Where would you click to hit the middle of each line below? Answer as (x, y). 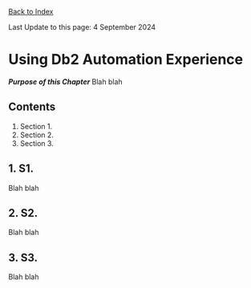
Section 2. (37, 135)
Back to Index (31, 12)
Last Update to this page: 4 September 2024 (82, 27)
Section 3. (36, 143)
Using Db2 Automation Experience (125, 60)
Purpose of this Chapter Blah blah (65, 81)
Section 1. (36, 126)
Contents (32, 107)
